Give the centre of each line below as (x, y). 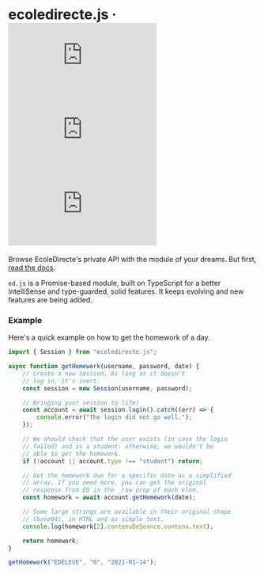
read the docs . (32, 268)
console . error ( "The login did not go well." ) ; (115, 417)
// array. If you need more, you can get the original (115, 483)
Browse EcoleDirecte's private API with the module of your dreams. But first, (132, 259)
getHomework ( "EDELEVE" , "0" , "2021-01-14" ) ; (83, 563)
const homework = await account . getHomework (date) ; (109, 498)
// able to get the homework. (72, 454)
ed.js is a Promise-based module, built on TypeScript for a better (115, 283)
